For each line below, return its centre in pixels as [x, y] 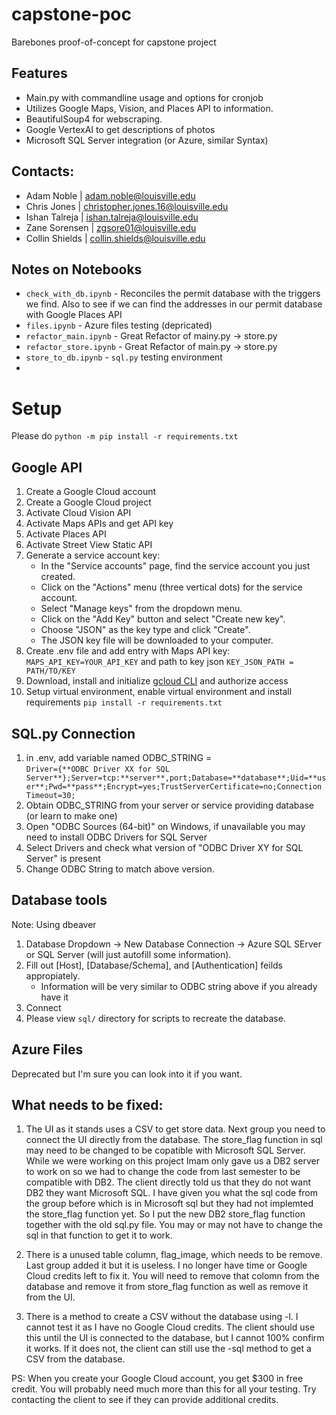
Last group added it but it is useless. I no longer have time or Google [166, 1265]
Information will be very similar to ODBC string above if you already [179, 986]
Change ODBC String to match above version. [120, 869]
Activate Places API [66, 534]
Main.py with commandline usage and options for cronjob [144, 97]
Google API [47, 467]
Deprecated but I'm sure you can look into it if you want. [127, 1074]
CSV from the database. [75, 1359]
